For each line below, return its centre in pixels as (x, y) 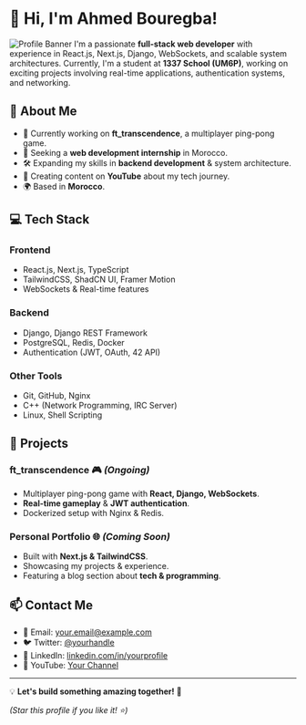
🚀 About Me (43, 112)
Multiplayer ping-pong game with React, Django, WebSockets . (141, 493)
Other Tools (36, 376)
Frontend (30, 250)
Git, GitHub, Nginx (56, 396)
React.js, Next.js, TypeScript (76, 270)
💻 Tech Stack (50, 219)
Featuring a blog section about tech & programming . (122, 576)
